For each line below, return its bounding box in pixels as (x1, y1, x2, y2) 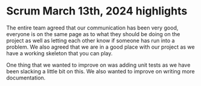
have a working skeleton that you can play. (6, 49, 113, 57)
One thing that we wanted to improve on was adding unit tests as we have (6, 61, 191, 69)
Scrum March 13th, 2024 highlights (6, 4, 188, 18)
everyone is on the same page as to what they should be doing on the (6, 30, 180, 37)
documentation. (6, 74, 46, 81)
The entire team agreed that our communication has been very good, (6, 24, 179, 31)
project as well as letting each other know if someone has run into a (6, 37, 175, 44)
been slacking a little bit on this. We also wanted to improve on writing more (6, 67, 195, 75)
